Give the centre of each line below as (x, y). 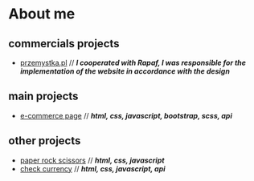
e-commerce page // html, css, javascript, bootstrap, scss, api (126, 115)
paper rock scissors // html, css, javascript (92, 160)
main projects (43, 97)
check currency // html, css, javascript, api (93, 168)
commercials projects (64, 44)
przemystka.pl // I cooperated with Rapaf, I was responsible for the (133, 62)
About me (42, 14)
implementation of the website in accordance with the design (125, 71)
